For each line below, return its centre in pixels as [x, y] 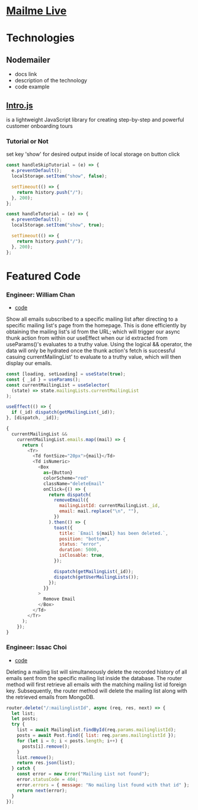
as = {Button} [58, 473]
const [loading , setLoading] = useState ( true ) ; [66, 374]
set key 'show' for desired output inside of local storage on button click [93, 154]
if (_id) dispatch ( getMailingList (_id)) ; [63, 412]
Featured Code [44, 276]
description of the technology [51, 81]
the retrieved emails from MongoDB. [50, 697]
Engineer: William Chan [41, 295]
